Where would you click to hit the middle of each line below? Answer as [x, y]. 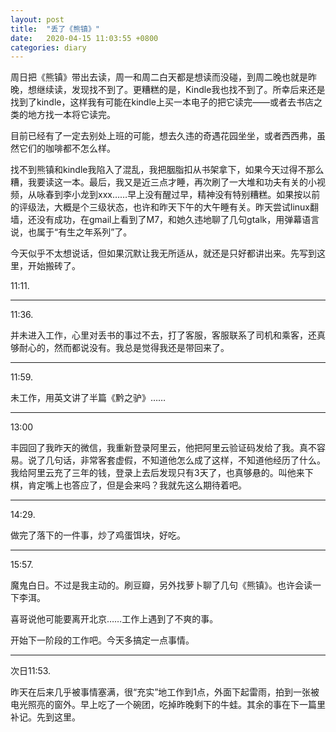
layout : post [37, 19]
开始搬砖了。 [54, 266]
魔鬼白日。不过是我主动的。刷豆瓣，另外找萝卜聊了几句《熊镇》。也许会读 [161, 585]
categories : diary [48, 47]
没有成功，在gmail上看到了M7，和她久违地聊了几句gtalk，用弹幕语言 [178, 220]
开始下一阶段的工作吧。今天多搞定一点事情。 [102, 640]
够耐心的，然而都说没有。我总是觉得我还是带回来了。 [120, 348]
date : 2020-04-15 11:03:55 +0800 [84, 38]
